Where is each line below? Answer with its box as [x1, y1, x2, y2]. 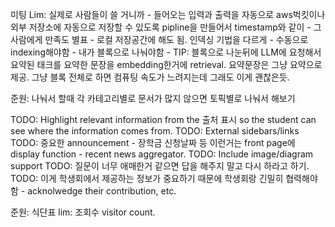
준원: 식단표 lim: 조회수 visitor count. [10, 206, 156, 218]
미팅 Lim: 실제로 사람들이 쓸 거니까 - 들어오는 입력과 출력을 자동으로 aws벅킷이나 [10, 9, 326, 20]
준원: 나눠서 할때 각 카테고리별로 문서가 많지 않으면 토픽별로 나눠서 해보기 [10, 93, 296, 104]
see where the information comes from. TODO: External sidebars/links [10, 125, 300, 137]
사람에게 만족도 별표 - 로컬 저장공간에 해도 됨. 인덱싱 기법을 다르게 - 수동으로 [10, 34, 309, 45]
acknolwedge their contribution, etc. [27, 185, 177, 197]
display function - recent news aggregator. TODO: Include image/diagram [10, 148, 314, 160]
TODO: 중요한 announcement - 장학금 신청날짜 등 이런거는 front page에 [10, 137, 296, 148]
